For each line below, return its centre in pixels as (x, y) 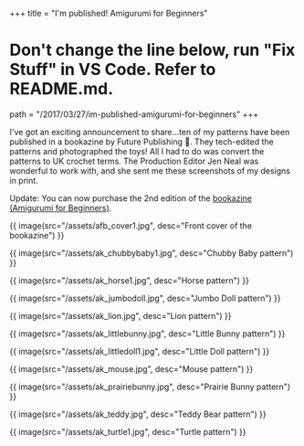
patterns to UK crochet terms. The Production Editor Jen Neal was (134, 161)
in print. (24, 180)
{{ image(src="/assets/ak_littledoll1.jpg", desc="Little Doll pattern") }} (140, 351)
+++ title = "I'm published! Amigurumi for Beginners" (109, 13)
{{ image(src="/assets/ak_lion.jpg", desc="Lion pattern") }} (121, 315)
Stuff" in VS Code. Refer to (113, 70)
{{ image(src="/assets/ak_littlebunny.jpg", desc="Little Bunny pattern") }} (147, 334)
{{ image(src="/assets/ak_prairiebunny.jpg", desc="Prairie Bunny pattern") (150, 387)
